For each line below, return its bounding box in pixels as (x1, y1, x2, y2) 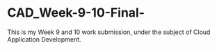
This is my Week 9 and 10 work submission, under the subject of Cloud (7, 28, 211, 36)
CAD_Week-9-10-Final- (7, 5, 145, 21)
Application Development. (7, 35, 81, 43)
